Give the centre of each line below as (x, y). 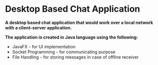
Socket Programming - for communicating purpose (64, 52)
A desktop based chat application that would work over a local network (79, 22)
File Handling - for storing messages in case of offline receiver (75, 57)
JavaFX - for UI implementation (44, 46)
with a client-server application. (39, 27)
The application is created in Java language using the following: (72, 37)
